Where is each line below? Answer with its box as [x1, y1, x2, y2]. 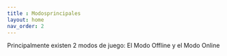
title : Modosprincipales [7, 10, 81, 17]
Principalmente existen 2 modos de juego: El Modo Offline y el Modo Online [7, 42, 220, 50]
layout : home [7, 16, 44, 23]
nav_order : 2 [7, 23, 44, 29]
